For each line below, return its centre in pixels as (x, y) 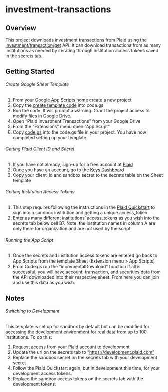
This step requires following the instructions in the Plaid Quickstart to (84, 207)
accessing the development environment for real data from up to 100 (76, 332)
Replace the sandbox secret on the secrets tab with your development (85, 357)
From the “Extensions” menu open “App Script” (61, 126)
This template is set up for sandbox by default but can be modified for (77, 326)
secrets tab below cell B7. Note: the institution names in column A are (84, 223)
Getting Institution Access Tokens (40, 192)
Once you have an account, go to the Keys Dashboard (68, 170)
